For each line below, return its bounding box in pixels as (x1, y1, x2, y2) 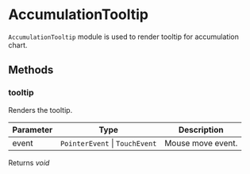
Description (178, 124, 224, 135)
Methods (8, 64, 54, 77)
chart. (8, 40, 28, 49)
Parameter (12, 124, 53, 135)
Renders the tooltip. (8, 105, 73, 114)
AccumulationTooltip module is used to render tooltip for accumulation (8, 32, 240, 41)
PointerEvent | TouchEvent (60, 137, 157, 149)
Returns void (8, 157, 50, 168)
